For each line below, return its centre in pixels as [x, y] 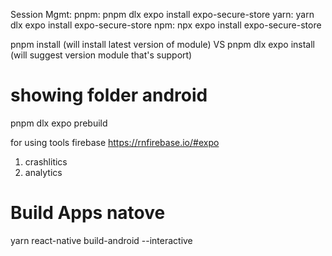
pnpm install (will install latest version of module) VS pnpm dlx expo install [162, 44]
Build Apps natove [88, 213]
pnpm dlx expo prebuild [59, 123]
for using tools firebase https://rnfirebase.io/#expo [115, 142]
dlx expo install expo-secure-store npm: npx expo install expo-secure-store [166, 25]
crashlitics [46, 161]
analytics [43, 172]
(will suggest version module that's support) [101, 55]
